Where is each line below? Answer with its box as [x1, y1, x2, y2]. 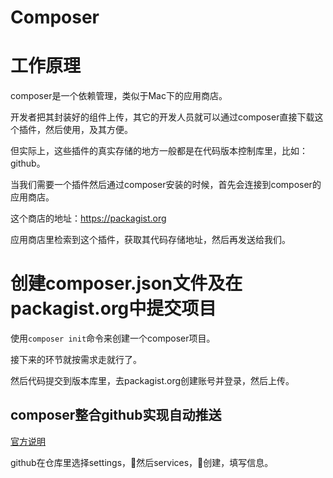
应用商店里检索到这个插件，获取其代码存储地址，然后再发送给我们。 [10, 234, 291, 246]
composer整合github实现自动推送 [10, 407, 222, 424]
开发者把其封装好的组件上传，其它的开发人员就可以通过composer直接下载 [10, 111, 315, 123]
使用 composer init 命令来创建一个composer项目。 [10, 332, 216, 345]
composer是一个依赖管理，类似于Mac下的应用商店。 [10, 90, 228, 102]
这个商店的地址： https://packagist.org [10, 212, 167, 225]
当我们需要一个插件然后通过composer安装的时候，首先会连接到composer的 [10, 179, 322, 191]
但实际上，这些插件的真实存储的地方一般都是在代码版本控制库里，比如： [10, 145, 308, 157]
